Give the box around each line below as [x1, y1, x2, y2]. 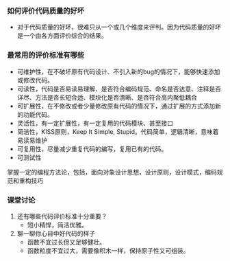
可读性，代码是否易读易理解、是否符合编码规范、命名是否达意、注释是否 [16, 84, 221, 93]
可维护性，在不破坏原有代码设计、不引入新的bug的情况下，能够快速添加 [16, 67, 220, 76]
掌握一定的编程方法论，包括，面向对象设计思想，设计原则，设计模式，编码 [7, 168, 217, 176]
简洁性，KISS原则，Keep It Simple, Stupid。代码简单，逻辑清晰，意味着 [16, 127, 219, 135]
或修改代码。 [16, 76, 53, 84]
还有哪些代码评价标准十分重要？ [16, 212, 107, 220]
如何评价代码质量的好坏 [7, 5, 84, 15]
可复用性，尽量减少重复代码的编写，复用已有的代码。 [16, 144, 168, 152]
